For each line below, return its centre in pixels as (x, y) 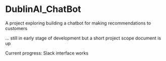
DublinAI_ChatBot (43, 9)
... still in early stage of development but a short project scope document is (83, 38)
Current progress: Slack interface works (47, 53)
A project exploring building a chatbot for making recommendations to (78, 23)
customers (16, 28)
